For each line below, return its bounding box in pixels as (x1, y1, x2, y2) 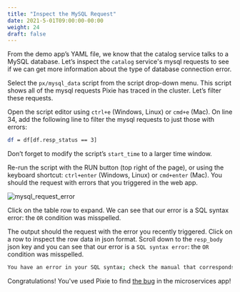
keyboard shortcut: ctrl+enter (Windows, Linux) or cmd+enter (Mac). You (7, 171, 223, 179)
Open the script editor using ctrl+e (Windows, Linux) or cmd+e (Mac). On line (7, 108, 233, 116)
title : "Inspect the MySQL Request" (7, 10, 116, 18)
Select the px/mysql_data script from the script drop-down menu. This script (7, 79, 232, 88)
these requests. (7, 94, 54, 103)
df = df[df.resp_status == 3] (7, 137, 98, 144)
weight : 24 (7, 24, 40, 31)
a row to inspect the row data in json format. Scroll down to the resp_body (7, 235, 223, 244)
